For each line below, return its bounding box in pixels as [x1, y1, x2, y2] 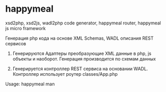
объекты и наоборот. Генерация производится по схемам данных [12, 55, 156, 62]
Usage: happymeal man [5, 81, 55, 87]
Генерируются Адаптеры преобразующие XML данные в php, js [12, 50, 151, 56]
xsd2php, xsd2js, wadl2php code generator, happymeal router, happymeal [5, 20, 161, 26]
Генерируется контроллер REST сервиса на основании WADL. [12, 66, 148, 72]
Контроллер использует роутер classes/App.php [12, 71, 118, 77]
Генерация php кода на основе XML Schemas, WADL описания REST [5, 35, 154, 41]
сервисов [5, 40, 26, 46]
